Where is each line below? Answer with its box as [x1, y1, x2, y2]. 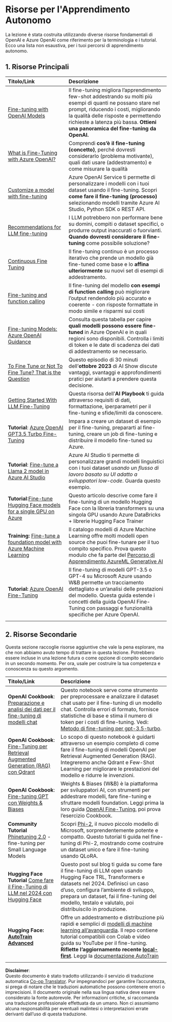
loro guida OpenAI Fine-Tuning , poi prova [60, 805, 161, 812]
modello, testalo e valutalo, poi [60, 899, 134, 906]
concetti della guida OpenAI [68, 598, 136, 605]
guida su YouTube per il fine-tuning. [60, 939, 147, 946]
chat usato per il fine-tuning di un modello [60, 699, 162, 706]
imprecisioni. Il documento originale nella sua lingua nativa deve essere [5, 989, 156, 995]
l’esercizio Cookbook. [60, 812, 113, 819]
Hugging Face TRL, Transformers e [60, 873, 145, 881]
